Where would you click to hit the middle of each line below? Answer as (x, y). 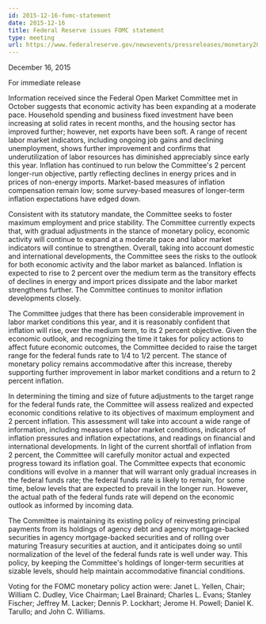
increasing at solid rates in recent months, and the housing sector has (122, 123)
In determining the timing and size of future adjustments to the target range (131, 396)
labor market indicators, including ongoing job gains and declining (116, 140)
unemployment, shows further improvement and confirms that (110, 149)
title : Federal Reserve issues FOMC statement (86, 30)
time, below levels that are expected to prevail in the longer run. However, (128, 489)
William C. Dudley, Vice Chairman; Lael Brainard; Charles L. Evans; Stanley (130, 595)
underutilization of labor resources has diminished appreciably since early (129, 157)
